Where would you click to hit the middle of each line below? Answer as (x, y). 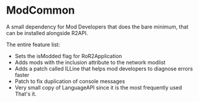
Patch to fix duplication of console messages (70, 81)
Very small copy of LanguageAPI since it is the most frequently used (98, 87)
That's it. (26, 94)
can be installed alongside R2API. (47, 33)
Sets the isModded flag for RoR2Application (68, 56)
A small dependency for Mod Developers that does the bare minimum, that (97, 27)
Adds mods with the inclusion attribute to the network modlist (90, 62)
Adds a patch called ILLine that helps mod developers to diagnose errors (104, 68)
